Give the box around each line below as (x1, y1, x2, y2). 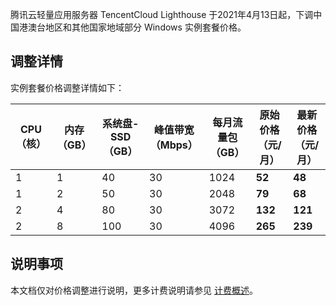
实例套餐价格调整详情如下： (10, 81, 125, 93)
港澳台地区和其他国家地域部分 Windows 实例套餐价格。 (18, 21, 247, 33)
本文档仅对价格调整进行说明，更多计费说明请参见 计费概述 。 (10, 284, 258, 296)
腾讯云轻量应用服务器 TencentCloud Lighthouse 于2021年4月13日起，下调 (10, 9, 314, 20)
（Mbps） (149, 138, 198, 152)
